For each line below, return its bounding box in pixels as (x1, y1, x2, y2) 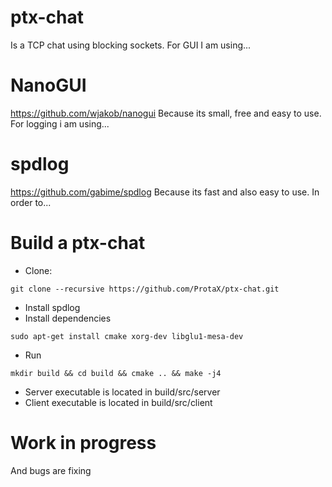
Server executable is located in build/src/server (24, 386, 221, 398)
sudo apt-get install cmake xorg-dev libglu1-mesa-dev (10, 331, 244, 341)
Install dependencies (24, 312, 112, 324)
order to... (10, 196, 52, 208)
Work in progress (10, 431, 157, 454)
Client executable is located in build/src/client (24, 396, 213, 408)
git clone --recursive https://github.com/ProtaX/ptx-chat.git (10, 284, 280, 294)
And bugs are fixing (10, 464, 92, 476)
